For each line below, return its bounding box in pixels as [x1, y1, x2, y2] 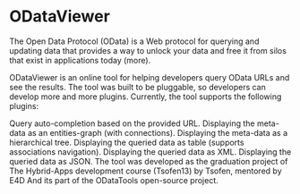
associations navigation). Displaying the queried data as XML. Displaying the [9, 146, 292, 157]
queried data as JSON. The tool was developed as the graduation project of [9, 156, 288, 166]
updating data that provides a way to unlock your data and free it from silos [9, 45, 287, 55]
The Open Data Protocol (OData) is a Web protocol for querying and [9, 36, 260, 46]
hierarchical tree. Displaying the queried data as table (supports [9, 137, 244, 148]
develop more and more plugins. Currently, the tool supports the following [9, 91, 282, 102]
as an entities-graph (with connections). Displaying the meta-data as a [27, 127, 288, 138]
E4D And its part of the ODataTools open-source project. [9, 174, 219, 185]
